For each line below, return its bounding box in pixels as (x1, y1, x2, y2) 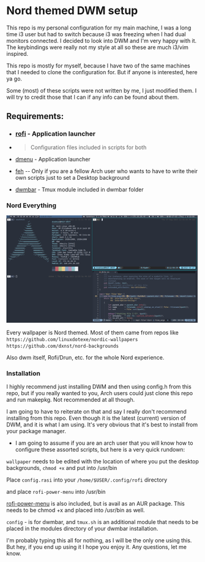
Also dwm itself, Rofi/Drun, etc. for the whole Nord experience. (6, 353, 165, 361)
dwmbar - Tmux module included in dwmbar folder (15, 185, 144, 193)
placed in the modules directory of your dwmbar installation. (6, 525, 158, 532)
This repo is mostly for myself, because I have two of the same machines (6, 62, 191, 69)
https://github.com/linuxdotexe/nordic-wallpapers (6, 336, 138, 342)
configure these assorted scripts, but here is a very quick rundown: (15, 446, 185, 453)
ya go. (6, 75, 23, 82)
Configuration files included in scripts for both (30, 144, 147, 151)
